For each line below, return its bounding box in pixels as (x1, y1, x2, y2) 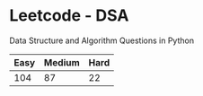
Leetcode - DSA (9, 5, 129, 26)
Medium (43, 56, 81, 68)
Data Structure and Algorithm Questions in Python (9, 35, 195, 46)
